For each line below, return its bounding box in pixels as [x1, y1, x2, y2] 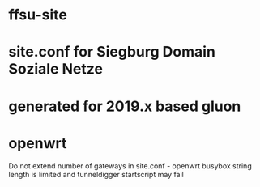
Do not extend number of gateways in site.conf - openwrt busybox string [8, 160, 253, 171]
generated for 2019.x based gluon [8, 97, 241, 115]
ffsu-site [8, 6, 67, 24]
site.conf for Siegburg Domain [8, 43, 216, 62]
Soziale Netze [8, 60, 104, 79]
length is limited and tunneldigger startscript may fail [8, 169, 185, 179]
